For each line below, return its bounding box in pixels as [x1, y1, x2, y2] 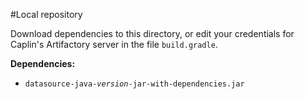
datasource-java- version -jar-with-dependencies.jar [24, 79, 245, 89]
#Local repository [10, 9, 83, 20]
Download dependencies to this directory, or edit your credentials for [10, 28, 295, 39]
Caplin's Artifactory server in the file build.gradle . [10, 39, 218, 50]
